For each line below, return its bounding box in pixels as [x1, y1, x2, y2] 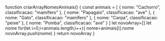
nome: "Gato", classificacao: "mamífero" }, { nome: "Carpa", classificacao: [5, 15, 158, 20]
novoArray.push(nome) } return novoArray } [5, 31, 95, 36]
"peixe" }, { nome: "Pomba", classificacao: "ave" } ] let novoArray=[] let [5, 20, 151, 26]
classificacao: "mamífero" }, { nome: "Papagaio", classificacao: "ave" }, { [5, 9, 155, 15]
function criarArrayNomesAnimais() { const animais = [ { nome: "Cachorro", [5, 4, 161, 10]
